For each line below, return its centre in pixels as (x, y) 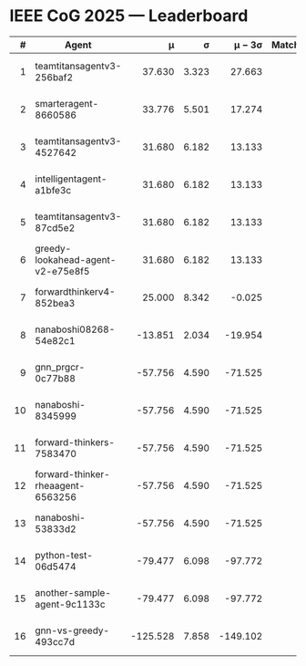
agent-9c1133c (71, 604)
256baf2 (54, 77)
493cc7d (55, 641)
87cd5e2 (55, 227)
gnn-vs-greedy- (72, 630)
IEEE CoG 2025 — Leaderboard (129, 16)
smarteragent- (67, 103)
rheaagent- (60, 485)
